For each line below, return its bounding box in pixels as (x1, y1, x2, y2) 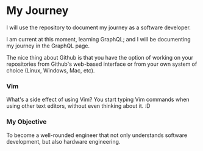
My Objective (6, 118, 47, 126)
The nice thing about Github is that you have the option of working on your (6, 54, 194, 61)
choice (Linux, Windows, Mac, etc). (6, 66, 95, 74)
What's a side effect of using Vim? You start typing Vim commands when (6, 96, 190, 104)
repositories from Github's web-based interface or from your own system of (6, 60, 198, 68)
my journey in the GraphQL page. (6, 42, 90, 49)
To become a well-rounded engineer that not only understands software (6, 132, 188, 139)
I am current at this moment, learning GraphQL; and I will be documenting (6, 35, 191, 43)
